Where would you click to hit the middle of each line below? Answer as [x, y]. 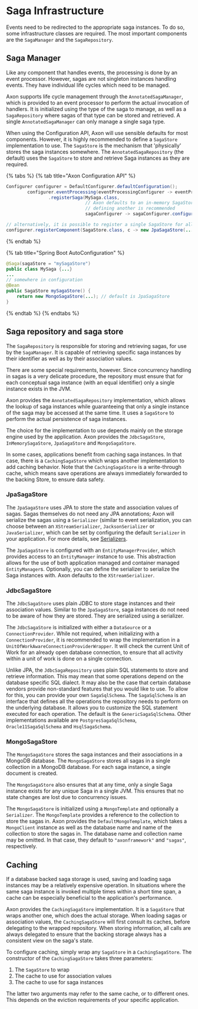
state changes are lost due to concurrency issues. [67, 797]
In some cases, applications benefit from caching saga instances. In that [94, 454]
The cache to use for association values [63, 976]
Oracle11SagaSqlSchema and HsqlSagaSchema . [59, 727]
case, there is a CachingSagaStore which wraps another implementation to [95, 461]
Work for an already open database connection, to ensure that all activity [95, 652]
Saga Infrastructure [55, 11]
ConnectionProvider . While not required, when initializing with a [83, 634]
